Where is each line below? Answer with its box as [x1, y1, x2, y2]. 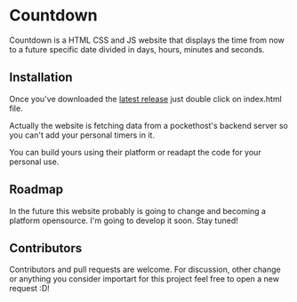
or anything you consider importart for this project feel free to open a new [9, 274, 280, 284]
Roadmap [9, 182, 64, 197]
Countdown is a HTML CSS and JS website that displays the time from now [9, 35, 285, 45]
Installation [9, 70, 73, 85]
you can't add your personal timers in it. [9, 130, 156, 140]
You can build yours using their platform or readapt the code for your [9, 147, 261, 157]
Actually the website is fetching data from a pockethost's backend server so [9, 120, 289, 131]
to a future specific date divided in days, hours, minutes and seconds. [9, 44, 265, 54]
